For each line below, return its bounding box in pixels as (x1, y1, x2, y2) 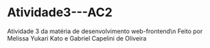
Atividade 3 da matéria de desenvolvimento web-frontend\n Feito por (7, 27, 203, 35)
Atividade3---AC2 (7, 5, 113, 20)
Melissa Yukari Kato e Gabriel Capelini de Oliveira (7, 34, 147, 42)
